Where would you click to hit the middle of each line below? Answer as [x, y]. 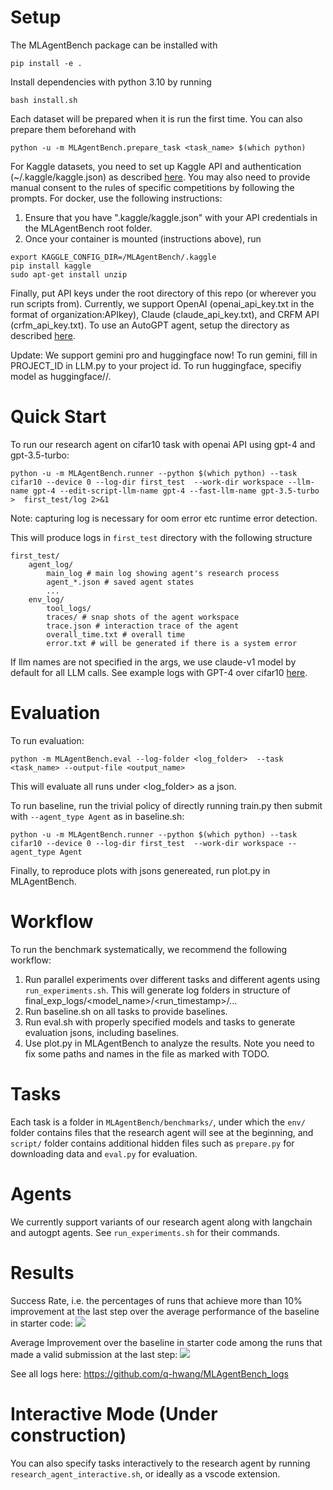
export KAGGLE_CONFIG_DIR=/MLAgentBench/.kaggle [113, 257]
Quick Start [58, 417]
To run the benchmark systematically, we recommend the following [149, 949]
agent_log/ [51, 564]
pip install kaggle [51, 266]
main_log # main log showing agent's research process [163, 573]
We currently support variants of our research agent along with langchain [161, 1222]
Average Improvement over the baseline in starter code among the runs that [166, 1342]
